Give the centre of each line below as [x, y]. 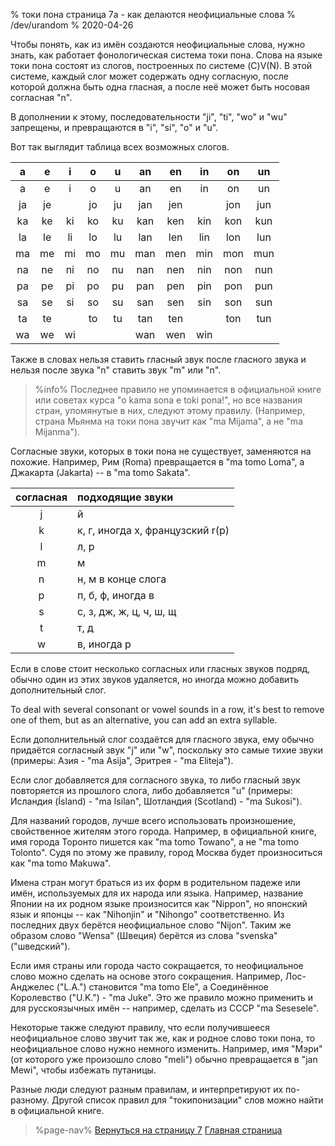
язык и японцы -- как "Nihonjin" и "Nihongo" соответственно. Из [147, 914]
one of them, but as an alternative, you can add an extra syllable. [144, 720]
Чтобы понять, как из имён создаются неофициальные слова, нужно [158, 44]
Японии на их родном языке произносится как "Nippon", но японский [159, 903]
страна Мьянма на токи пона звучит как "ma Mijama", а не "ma [168, 421]
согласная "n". [41, 97]
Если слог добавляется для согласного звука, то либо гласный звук [155, 780]
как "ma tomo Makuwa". [61, 863]
